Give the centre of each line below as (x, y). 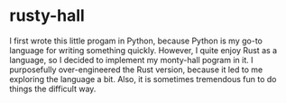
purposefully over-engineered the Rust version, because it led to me (136, 70)
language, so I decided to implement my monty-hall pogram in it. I (131, 60)
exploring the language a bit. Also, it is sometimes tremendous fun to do (143, 79)
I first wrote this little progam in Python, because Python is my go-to (136, 41)
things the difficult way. (53, 89)
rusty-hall (47, 16)
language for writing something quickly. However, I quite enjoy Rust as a (143, 50)
